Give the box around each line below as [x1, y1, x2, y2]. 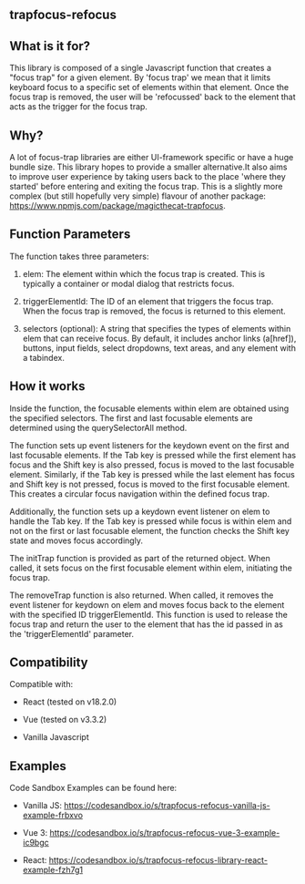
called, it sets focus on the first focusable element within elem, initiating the [9, 562, 293, 573]
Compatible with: [9, 679, 74, 690]
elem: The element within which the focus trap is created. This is [22, 268, 266, 279]
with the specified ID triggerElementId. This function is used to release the [9, 609, 289, 620]
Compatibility [9, 655, 88, 671]
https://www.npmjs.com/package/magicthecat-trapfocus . [9, 200, 226, 211]
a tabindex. [22, 352, 66, 363]
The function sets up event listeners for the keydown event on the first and [9, 439, 290, 450]
